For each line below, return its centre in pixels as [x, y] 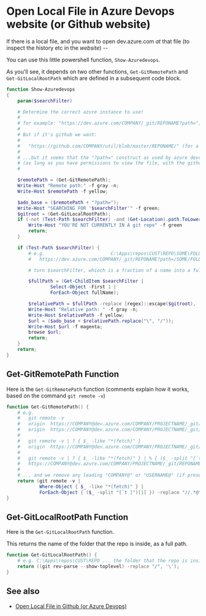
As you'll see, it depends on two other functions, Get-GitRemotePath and [97, 71]
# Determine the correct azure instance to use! [81, 112]
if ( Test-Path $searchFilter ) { [59, 248]
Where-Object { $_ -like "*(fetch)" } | [91, 487]
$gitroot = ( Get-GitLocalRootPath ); [64, 214]
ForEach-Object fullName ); [85, 293]
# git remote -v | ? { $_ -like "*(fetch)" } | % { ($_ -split [103, 458]
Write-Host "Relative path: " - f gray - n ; [83, 309]
